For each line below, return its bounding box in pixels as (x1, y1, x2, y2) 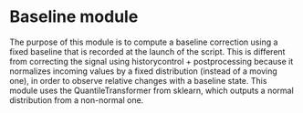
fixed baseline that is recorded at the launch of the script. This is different (9, 46, 286, 56)
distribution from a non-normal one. (9, 94, 144, 106)
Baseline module (9, 6, 139, 27)
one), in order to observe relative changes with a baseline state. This (9, 75, 267, 86)
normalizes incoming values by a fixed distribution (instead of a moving (9, 66, 278, 77)
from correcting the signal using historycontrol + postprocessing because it (9, 56, 294, 67)
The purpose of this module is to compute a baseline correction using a (9, 36, 278, 47)
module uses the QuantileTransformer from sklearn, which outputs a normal (9, 85, 294, 96)
